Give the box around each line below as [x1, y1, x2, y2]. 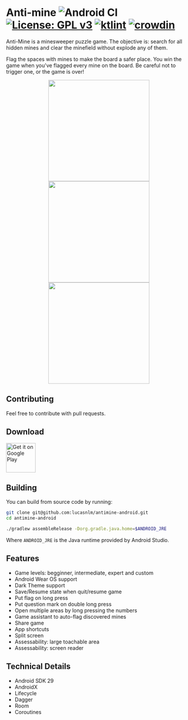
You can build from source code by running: [6, 498, 113, 506]
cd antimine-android [6, 516, 57, 521]
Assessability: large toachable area [14, 638, 100, 645]
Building [6, 483, 37, 493]
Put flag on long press [14, 594, 69, 601]
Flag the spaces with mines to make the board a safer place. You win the [6, 55, 182, 62]
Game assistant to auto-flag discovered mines [14, 613, 126, 620]
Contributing [6, 394, 54, 404]
